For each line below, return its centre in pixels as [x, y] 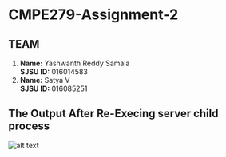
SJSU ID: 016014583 [54, 72]
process [29, 126]
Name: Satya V [45, 80]
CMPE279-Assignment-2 [93, 15]
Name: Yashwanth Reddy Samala [75, 63]
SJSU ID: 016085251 [54, 88]
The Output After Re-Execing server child [113, 114]
